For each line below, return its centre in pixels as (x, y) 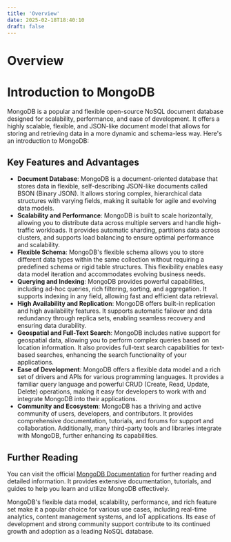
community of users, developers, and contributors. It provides (105, 414)
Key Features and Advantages (73, 162)
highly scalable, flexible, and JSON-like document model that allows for (109, 126)
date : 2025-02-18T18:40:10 (46, 20)
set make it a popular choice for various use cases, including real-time (107, 510)
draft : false (26, 26)
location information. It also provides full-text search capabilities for (113, 348)
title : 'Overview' (33, 13)
